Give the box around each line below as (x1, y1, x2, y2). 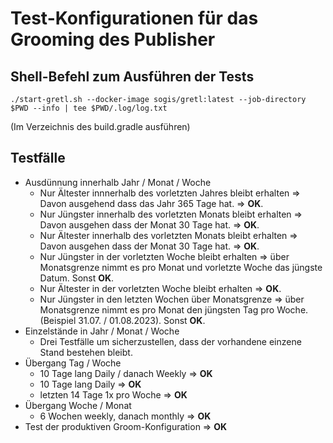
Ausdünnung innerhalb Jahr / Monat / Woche (24, 176, 212, 188)
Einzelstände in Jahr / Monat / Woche (24, 325, 180, 337)
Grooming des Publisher (10, 28, 216, 51)
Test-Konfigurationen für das (10, 7, 259, 30)
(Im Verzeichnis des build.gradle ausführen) (10, 121, 191, 132)
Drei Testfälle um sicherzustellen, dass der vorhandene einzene (39, 335, 302, 347)
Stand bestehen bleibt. (39, 346, 133, 358)
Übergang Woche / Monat (24, 399, 132, 411)
